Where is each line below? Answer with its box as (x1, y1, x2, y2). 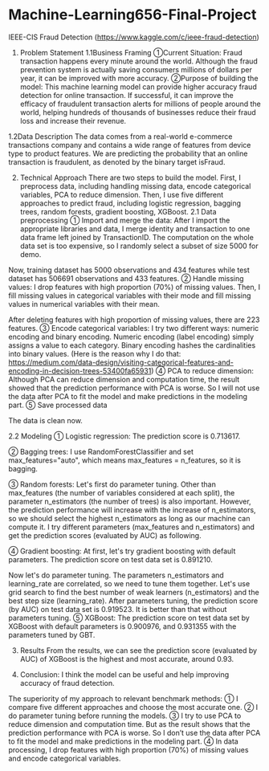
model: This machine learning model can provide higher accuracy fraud (19, 82, 257, 92)
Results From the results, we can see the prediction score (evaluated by (19, 645, 258, 655)
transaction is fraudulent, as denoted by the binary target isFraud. (8, 157, 226, 166)
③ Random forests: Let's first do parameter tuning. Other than (8, 479, 217, 489)
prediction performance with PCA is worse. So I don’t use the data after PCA (8, 728, 261, 737)
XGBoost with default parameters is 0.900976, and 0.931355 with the (8, 621, 237, 631)
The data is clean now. (8, 415, 83, 425)
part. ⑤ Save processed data (8, 400, 108, 410)
